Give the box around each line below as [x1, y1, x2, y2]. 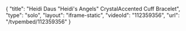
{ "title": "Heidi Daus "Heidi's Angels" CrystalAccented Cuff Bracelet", [5, 5, 181, 12]
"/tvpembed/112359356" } [5, 18, 71, 25]
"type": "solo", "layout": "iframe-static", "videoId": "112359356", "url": [5, 12, 180, 19]
